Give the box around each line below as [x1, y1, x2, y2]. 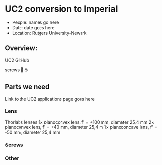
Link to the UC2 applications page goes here [5, 96, 95, 102]
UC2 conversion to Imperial [5, 3, 118, 15]
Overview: [5, 44, 38, 52]
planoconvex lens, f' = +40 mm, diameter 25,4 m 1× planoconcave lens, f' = [5, 124, 158, 130]
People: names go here [12, 20, 59, 25]
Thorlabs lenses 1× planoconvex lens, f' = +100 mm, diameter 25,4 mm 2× [5, 119, 155, 125]
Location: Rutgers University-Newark [12, 30, 87, 36]
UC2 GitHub [5, 57, 29, 63]
